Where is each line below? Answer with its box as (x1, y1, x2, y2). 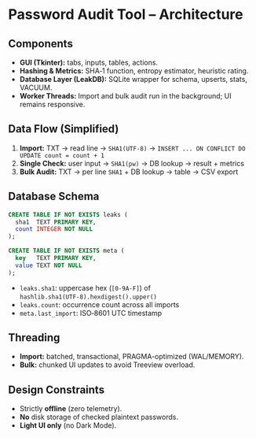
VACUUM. (19, 83, 53, 92)
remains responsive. (19, 100, 86, 109)
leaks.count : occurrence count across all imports (19, 299, 180, 309)
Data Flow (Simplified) (8, 122, 119, 135)
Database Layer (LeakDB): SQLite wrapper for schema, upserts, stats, (19, 75, 247, 84)
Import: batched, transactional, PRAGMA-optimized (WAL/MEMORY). (19, 352, 244, 362)
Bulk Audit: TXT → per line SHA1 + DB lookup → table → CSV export (19, 167, 239, 176)
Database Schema (8, 190, 100, 203)
